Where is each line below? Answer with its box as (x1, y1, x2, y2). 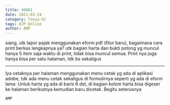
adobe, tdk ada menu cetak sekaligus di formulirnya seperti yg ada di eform (5, 76, 163, 82)
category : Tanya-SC (5, 17, 47, 22)
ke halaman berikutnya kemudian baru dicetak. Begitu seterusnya (5, 86, 142, 92)
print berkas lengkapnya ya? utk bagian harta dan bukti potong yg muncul (5, 45, 159, 51)
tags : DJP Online (5, 21, 42, 27)
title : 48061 (5, 7, 33, 13)
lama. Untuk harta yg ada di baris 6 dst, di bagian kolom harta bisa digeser (5, 81, 160, 87)
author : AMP (5, 26, 30, 31)
